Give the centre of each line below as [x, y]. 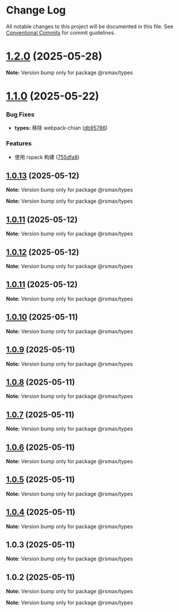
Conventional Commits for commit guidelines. [61, 32]
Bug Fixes [20, 114]
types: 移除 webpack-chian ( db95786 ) [61, 128]
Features [19, 143]
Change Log [36, 10]
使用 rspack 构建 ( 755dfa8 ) [47, 157]
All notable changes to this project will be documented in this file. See [90, 26]
